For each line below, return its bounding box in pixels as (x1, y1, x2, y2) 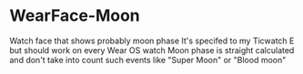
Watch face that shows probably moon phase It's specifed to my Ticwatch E (9, 35, 295, 46)
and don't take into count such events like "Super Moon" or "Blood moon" (9, 54, 287, 65)
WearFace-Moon (9, 5, 141, 26)
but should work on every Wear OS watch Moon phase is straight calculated (9, 44, 295, 55)
